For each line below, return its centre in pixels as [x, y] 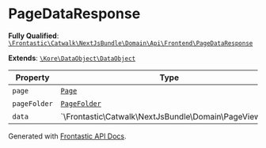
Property [32, 78]
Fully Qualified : [34, 36]
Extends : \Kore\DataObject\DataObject [72, 58]
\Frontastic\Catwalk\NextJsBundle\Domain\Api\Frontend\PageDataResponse [131, 43]
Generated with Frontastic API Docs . [67, 136]
